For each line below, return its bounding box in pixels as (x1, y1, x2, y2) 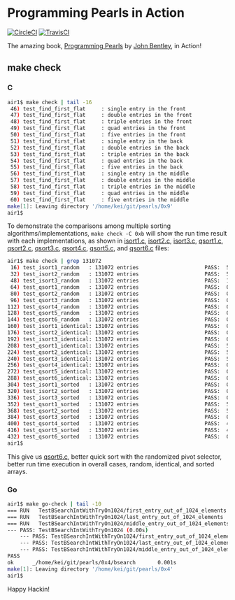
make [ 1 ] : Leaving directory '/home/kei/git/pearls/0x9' (7, 203, 173, 210)
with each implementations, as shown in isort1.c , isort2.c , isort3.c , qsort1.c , (7, 236, 224, 245)
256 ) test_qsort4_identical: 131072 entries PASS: (7, 362, 220, 369)
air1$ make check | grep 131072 (7, 257, 101, 265)
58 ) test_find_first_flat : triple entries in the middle (10, 183, 196, 190)
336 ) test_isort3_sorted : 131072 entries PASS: (7, 394, 220, 401)
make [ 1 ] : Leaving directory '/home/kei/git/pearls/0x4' (7, 565, 173, 573)
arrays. (7, 467, 28, 476)
